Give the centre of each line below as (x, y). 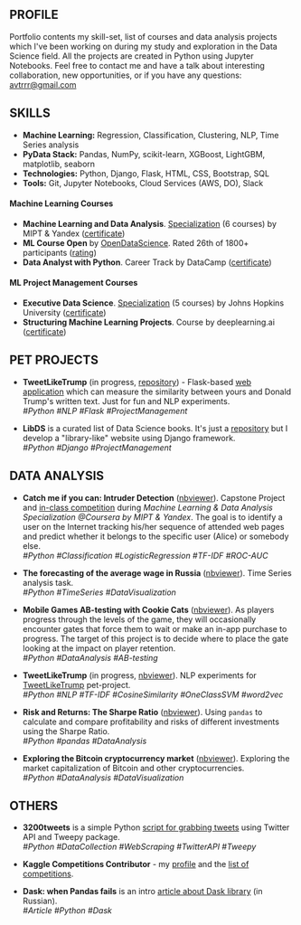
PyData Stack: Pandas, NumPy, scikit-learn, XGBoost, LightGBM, (144, 154)
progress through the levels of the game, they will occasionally (139, 619)
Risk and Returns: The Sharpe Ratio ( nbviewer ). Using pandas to (142, 712)
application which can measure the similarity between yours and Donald (157, 392)
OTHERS (34, 806)
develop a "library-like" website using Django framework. (129, 438)
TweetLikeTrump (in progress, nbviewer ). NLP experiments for (140, 675)
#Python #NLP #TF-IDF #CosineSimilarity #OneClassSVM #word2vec (153, 694)
